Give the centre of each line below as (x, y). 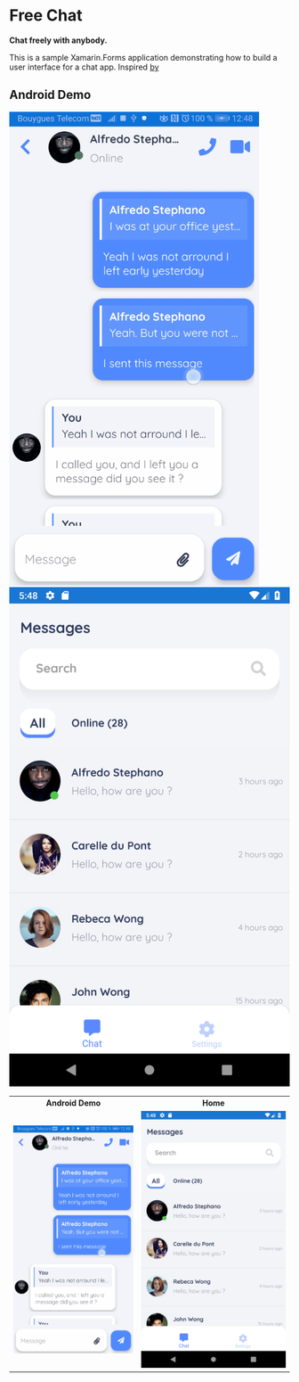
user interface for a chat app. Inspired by (84, 67)
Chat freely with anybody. (58, 40)
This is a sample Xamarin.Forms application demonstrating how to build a (143, 57)
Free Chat (46, 16)
